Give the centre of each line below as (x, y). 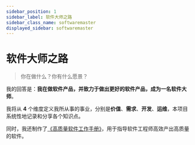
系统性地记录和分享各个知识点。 (45, 116)
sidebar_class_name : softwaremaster (51, 22)
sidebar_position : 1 (32, 11)
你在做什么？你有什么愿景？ (54, 77)
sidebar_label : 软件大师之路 (39, 17)
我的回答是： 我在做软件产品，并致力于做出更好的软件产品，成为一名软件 (94, 89)
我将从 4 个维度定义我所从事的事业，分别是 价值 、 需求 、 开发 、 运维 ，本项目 (97, 109)
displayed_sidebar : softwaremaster (50, 28)
